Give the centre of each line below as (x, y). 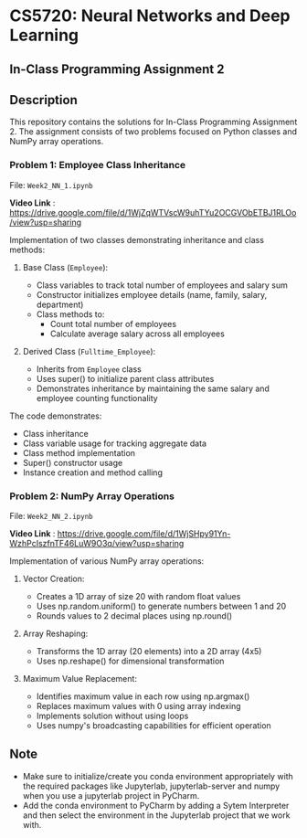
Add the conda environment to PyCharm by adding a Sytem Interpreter (156, 805)
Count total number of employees (113, 324)
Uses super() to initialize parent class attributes (125, 378)
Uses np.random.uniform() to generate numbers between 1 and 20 (161, 606)
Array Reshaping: (55, 633)
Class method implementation (79, 452)
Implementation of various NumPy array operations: (107, 561)
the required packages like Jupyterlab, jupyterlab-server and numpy (151, 786)
